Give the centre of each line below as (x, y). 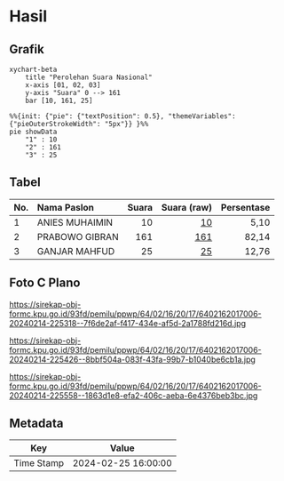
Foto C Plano (45, 283)
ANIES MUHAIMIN (75, 222)
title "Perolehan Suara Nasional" (89, 77)
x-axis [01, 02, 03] (63, 85)
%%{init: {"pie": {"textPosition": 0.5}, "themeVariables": (123, 116)
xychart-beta (33, 69)
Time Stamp (39, 463)
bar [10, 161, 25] (59, 100)
